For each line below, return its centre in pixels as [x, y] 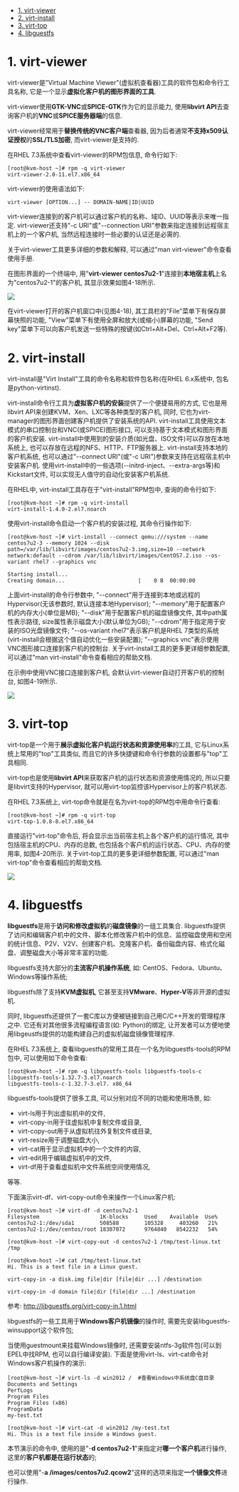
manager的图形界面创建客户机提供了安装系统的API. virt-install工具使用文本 [117, 420]
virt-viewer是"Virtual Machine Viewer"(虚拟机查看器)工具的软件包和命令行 [116, 82]
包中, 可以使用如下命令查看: [48, 1058]
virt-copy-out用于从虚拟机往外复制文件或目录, [85, 1131]
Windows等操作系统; [38, 977]
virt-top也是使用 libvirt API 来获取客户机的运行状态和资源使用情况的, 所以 [113, 777]
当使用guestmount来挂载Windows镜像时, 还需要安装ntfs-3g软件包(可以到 [115, 1345]
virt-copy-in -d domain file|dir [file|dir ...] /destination [101, 1291]
